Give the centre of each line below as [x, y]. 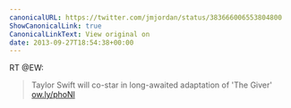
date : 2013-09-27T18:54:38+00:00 [72, 42]
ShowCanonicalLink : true [56, 26]
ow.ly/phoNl [53, 95]
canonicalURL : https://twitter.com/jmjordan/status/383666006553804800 [145, 17]
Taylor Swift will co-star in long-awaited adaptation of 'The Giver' [152, 85]
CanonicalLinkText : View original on [80, 34]
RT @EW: [27, 68]
